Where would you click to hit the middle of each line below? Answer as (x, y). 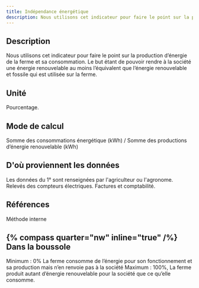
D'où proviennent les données (63, 165)
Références (28, 205)
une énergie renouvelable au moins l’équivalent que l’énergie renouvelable (97, 68)
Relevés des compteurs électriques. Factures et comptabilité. (81, 186)
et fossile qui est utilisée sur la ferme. (52, 74)
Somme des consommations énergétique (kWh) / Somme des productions (97, 140)
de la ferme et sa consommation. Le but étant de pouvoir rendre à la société (99, 62)
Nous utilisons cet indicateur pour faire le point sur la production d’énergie (97, 56)
